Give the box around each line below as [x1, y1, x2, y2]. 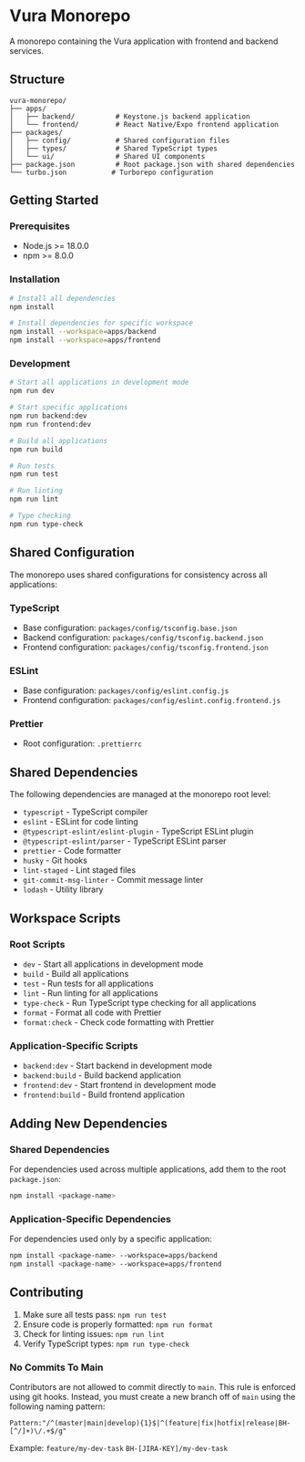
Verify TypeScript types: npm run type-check [22, 1338, 190, 1349]
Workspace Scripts [9, 910, 121, 926]
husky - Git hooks [22, 855, 88, 866]
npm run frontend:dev [9, 420, 92, 429]
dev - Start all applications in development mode [22, 959, 204, 969]
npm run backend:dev [9, 411, 88, 420]
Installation [9, 273, 61, 285]
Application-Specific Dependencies [9, 1212, 171, 1225]
